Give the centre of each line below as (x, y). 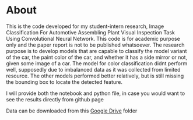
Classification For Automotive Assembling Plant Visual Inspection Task (90, 32)
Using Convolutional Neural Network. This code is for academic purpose (93, 38)
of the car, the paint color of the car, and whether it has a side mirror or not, (97, 57)
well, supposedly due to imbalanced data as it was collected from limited (93, 69)
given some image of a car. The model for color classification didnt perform (97, 63)
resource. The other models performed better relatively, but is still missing (95, 76)
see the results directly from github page (55, 99)
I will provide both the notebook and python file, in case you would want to (96, 93)
